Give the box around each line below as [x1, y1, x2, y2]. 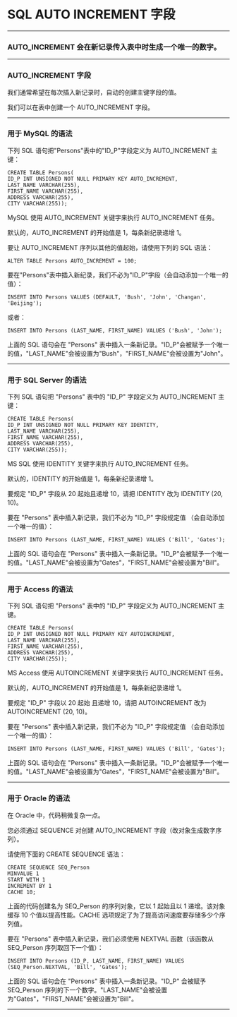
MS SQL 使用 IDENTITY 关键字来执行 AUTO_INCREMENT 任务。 [7, 459, 193, 468]
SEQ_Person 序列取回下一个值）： [7, 943, 104, 951]
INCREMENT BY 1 [7, 882, 52, 889]
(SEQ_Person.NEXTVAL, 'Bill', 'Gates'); [7, 963, 128, 970]
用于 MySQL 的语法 [7, 128, 73, 138]
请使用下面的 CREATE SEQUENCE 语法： [7, 850, 126, 858]
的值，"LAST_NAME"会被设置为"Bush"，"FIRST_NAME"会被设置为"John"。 [7, 349, 227, 357]
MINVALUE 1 [7, 869, 39, 877]
